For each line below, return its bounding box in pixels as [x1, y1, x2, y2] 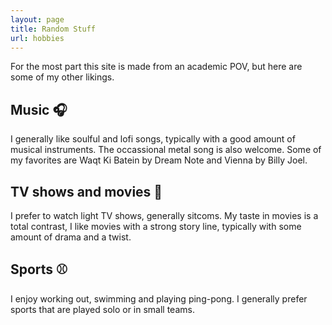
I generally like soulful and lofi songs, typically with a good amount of [10, 133, 296, 145]
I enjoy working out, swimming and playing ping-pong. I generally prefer [10, 292, 308, 305]
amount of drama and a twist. [10, 231, 132, 243]
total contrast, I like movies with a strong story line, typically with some [10, 221, 302, 232]
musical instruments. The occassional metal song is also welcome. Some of [10, 144, 322, 156]
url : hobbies [10, 33, 65, 43]
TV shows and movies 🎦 [10, 183, 163, 200]
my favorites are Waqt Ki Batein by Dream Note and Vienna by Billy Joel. [10, 154, 308, 166]
